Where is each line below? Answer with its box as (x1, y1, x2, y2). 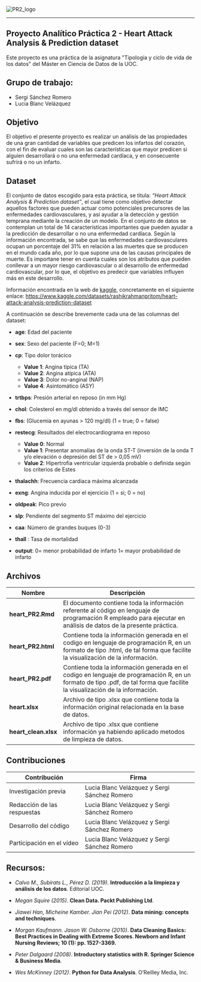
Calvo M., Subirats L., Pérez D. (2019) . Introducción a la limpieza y (14, 878, 180, 886)
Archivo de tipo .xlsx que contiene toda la (63, 696, 179, 704)
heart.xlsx (9, 703, 39, 711)
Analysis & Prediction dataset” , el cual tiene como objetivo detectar (6, 198, 173, 206)
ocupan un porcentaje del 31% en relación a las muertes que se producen (6, 243, 188, 250)
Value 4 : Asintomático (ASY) (23, 382, 95, 389)
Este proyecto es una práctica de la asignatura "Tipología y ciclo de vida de (6, 54, 193, 61)
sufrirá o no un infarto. (6, 159, 62, 166)
